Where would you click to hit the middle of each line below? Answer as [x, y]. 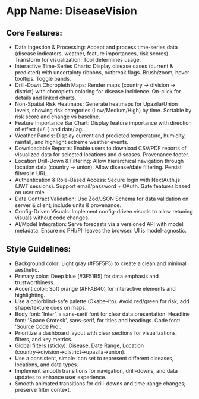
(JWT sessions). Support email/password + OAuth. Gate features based [102, 186]
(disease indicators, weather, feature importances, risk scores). [92, 54]
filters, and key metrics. [44, 339]
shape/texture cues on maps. [50, 307]
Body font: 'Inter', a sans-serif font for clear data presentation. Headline [102, 314]
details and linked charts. [45, 98]
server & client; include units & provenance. [68, 205]
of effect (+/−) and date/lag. [49, 129]
